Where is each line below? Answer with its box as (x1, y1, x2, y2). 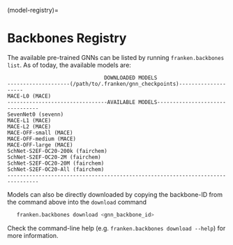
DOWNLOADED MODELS (103, 74, 158, 81)
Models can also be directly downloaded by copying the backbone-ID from (7, 190, 223, 198)
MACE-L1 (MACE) (7, 117, 52, 124)
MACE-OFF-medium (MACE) (7, 135, 77, 142)
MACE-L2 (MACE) (7, 123, 52, 130)
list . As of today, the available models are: (7, 61, 131, 69)
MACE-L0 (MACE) (7, 92, 52, 100)
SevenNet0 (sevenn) (7, 111, 64, 118)
